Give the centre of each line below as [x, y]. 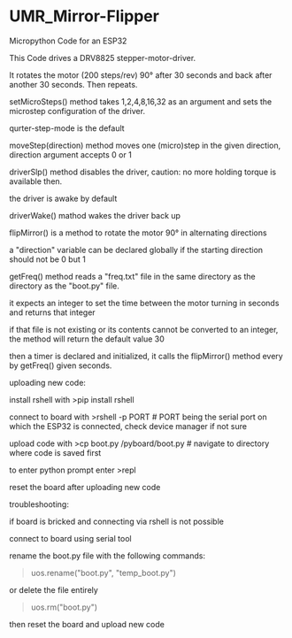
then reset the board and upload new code [87, 624]
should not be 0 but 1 [47, 259]
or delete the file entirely [54, 589]
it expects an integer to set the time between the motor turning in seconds [144, 303]
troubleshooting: [39, 504]
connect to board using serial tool [70, 538]
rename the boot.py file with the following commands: [108, 556]
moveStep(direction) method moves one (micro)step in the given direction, [145, 145]
